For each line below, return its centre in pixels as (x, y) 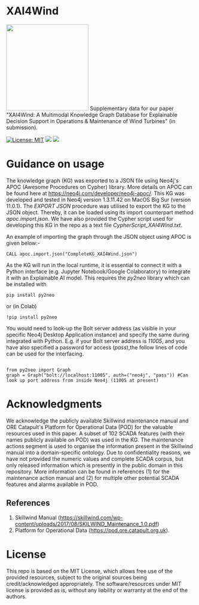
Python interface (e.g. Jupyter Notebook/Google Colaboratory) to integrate (98, 271)
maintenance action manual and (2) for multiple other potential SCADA (93, 478)
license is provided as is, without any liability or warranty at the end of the (97, 590)
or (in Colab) (22, 306)
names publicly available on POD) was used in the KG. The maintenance (95, 440)
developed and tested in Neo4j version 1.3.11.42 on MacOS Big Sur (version (99, 199)
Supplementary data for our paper (132, 108)
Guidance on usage (55, 164)
